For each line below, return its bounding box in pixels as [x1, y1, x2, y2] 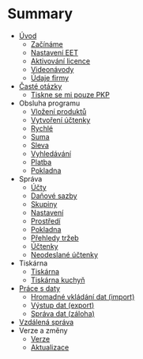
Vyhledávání [30, 148, 72, 158]
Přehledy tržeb [30, 233, 80, 243]
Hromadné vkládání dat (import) [30, 292, 135, 301]
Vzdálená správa [18, 317, 74, 327]
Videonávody [30, 64, 74, 74]
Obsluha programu [18, 98, 81, 108]
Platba [30, 157, 52, 166]
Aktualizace [30, 342, 70, 352]
